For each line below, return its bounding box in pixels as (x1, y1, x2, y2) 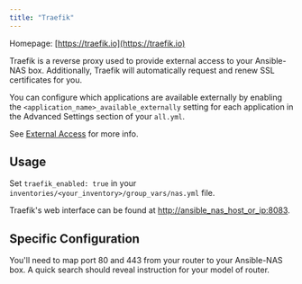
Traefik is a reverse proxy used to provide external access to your (9, 55, 253, 66)
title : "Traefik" (9, 13, 75, 22)
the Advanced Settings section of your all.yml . (9, 111, 186, 121)
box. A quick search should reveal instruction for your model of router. (9, 264, 270, 275)
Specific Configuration (9, 231, 140, 246)
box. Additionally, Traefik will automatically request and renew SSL (28, 65, 275, 75)
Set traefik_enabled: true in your (9, 178, 137, 189)
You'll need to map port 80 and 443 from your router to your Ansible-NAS (9, 255, 283, 266)
